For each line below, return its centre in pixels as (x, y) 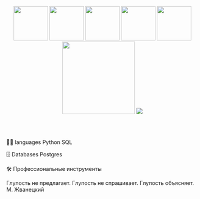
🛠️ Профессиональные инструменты (54, 169)
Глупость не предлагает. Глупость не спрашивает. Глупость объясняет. (100, 183)
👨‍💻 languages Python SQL (39, 142)
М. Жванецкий (25, 190)
